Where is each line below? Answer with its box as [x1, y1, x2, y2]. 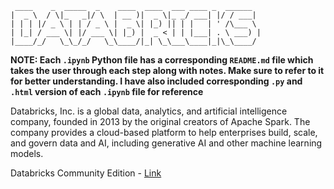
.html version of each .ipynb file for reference [10, 86, 204, 97]
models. [10, 148, 44, 159]
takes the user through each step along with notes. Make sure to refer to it [10, 65, 325, 76]
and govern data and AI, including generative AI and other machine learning [10, 137, 323, 149]
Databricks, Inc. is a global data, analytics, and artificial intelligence [10, 105, 288, 117]
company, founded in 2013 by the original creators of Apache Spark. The [10, 116, 311, 127]
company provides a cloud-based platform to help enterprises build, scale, [10, 127, 318, 138]
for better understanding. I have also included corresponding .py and [10, 75, 303, 87]
